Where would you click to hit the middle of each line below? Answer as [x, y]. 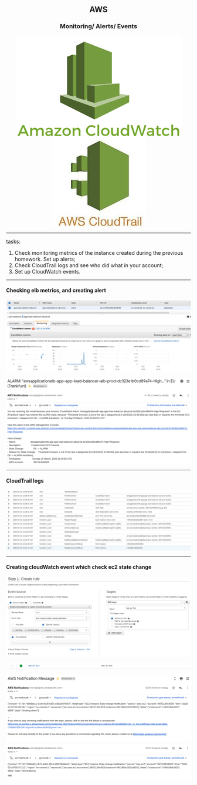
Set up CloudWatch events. [47, 271]
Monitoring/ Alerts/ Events [98, 26]
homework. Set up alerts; [45, 259]
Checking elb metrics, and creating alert [56, 291]
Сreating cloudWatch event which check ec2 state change [79, 567]
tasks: [13, 241]
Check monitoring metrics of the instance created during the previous [99, 252]
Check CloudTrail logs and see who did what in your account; [89, 265]
